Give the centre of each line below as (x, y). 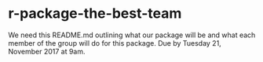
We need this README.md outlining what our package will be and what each (132, 35)
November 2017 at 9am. (47, 51)
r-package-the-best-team (95, 14)
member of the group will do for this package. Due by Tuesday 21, (115, 43)
